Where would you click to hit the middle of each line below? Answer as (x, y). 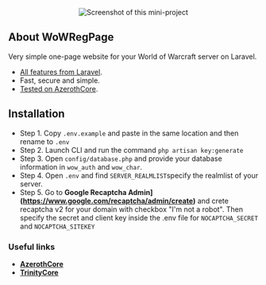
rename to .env (44, 141)
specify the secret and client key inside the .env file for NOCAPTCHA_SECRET (139, 217)
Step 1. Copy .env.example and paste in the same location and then (129, 133)
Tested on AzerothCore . (59, 88)
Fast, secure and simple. (60, 80)
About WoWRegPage (61, 37)
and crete (213, 201)
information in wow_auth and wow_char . (81, 166)
